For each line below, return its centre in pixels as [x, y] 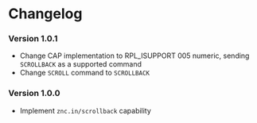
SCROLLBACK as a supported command [80, 64]
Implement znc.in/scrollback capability [85, 110]
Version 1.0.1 [33, 39]
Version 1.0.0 [34, 94]
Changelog [45, 14]
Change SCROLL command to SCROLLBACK [84, 73]
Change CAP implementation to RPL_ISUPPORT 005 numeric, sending [134, 56]
